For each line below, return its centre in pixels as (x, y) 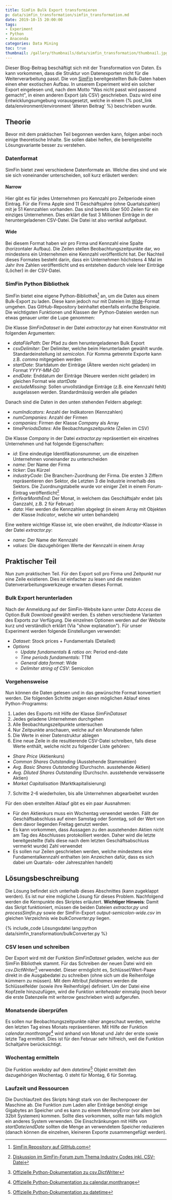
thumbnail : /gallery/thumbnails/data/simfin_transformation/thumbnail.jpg (87, 53)
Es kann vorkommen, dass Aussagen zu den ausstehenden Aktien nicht (88, 830)
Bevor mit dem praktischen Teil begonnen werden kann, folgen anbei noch (84, 134)
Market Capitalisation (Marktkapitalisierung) (59, 784)
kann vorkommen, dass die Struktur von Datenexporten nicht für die (77, 73)
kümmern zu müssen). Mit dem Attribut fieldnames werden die (71, 980)
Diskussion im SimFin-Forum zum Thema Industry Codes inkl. (78, 1157)
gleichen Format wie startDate (45, 381)
